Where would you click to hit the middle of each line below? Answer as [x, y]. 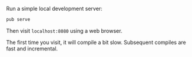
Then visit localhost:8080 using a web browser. [64, 31]
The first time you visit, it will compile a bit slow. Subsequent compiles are [96, 42]
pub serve [18, 20]
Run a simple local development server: [54, 9]
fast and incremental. [32, 48]
